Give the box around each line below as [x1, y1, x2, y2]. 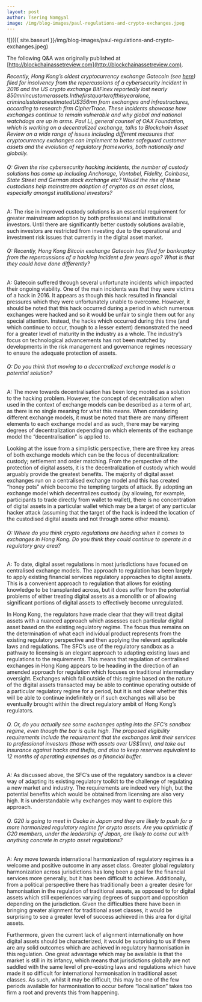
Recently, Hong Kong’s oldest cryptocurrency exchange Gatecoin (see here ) [7, 73, 196, 80]
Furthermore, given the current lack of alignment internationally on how [7, 931, 184, 938]
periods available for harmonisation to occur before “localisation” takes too [7, 982, 192, 989]
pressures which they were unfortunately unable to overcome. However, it [7, 298, 190, 305]
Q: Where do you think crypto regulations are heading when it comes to [7, 529, 185, 536]
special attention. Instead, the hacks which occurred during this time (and [7, 317, 189, 325]
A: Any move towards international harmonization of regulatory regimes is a [7, 855, 194, 863]
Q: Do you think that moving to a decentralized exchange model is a [7, 363, 176, 370]
